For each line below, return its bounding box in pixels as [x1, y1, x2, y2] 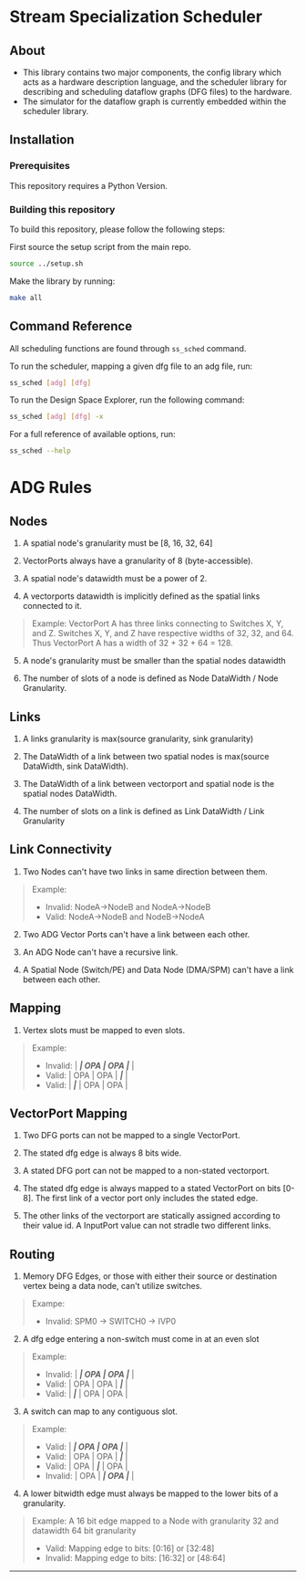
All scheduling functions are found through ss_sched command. [9, 342, 247, 353]
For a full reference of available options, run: [9, 429, 176, 440]
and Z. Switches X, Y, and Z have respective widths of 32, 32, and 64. [31, 628, 294, 639]
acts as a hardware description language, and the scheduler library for [22, 77, 287, 88]
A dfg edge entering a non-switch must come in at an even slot [22, 1334, 260, 1345]
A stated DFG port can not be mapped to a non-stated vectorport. [22, 1166, 270, 1177]
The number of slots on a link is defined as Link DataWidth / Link [22, 805, 265, 816]
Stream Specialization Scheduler [9, 6, 262, 27]
